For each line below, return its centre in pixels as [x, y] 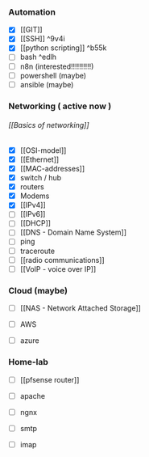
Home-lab [28, 362]
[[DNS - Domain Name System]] [73, 232]
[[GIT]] [31, 30]
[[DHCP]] [35, 223]
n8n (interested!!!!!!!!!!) [57, 66]
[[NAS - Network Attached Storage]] [80, 308]
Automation [32, 12]
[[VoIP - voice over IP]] [58, 269]
